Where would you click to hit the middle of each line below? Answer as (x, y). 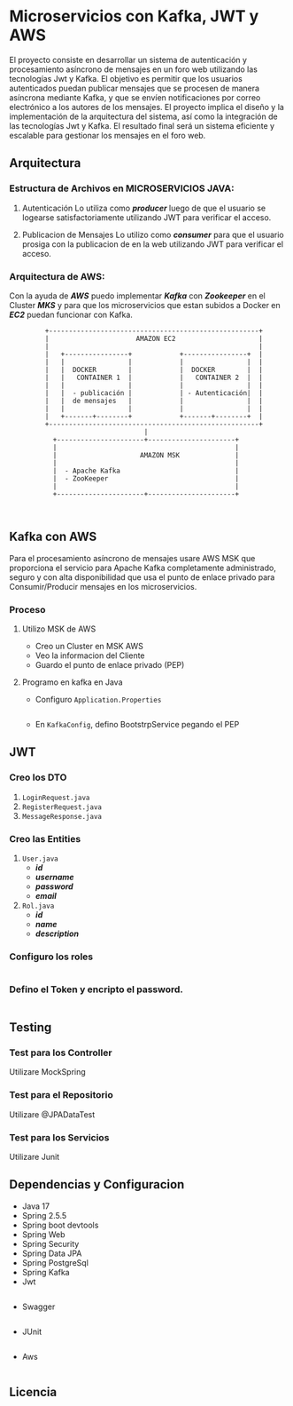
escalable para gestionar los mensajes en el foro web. (108, 135)
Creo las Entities (45, 838)
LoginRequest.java (56, 798)
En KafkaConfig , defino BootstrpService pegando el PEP (137, 725)
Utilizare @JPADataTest (52, 1114)
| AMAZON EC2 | (154, 338)
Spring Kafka (46, 1272)
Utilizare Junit (35, 1156)
